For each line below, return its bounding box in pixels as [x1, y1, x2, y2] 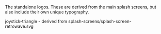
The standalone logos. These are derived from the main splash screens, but [5, 4, 157, 10]
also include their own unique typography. [5, 9, 89, 15]
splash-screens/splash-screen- [68, 19, 132, 24]
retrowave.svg [5, 23, 34, 29]
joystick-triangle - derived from [5, 19, 67, 24]
